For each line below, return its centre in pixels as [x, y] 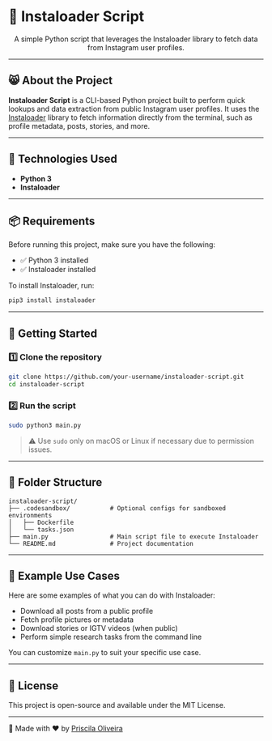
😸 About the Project [61, 81]
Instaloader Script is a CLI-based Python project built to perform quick [127, 100]
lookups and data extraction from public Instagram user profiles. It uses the [134, 109]
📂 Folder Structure [55, 482]
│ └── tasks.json [41, 530]
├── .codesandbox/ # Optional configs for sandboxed [117, 508]
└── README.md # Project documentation [101, 543]
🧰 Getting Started [53, 333]
